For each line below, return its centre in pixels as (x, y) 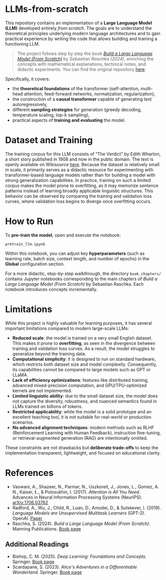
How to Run (29, 221)
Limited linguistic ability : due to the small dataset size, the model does (85, 396)
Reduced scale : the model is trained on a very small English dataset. (82, 338)
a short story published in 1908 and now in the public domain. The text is (79, 159)
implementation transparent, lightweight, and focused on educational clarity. (83, 453)
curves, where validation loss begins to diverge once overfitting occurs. (78, 201)
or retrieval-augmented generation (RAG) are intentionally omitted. (80, 438)
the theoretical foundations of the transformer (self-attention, (76, 88)
